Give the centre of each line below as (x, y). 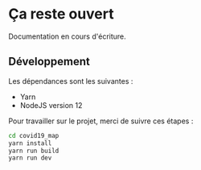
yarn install (30, 143)
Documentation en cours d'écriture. (67, 36)
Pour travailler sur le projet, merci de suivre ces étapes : (101, 121)
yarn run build (34, 151)
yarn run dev (30, 158)
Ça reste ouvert (61, 14)
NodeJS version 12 (51, 105)
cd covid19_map (34, 135)
